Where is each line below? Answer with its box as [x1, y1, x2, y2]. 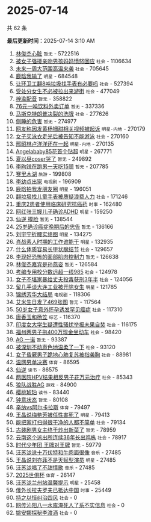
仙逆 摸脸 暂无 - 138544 [15, 215, 73, 223]
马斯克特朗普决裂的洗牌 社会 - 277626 [15, 110, 109, 117]
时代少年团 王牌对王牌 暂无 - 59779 [15, 441, 102, 449]
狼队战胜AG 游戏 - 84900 [15, 381, 77, 388]
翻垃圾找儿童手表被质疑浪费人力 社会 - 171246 [15, 193, 128, 200]
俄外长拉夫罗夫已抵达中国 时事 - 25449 [15, 486, 112, 494]
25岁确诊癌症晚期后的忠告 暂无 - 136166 [15, 223, 114, 230]
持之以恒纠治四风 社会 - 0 [15, 494, 78, 501]
